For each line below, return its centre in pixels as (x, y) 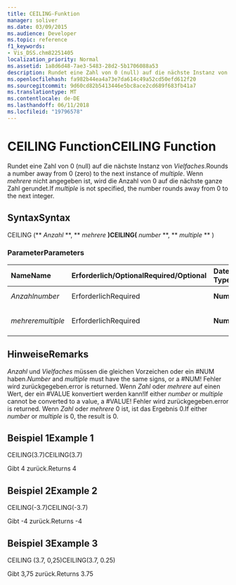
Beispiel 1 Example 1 (51, 438)
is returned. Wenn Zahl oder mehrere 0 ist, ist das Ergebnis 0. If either (107, 409)
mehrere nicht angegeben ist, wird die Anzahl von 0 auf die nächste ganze (115, 180)
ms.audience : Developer (42, 33)
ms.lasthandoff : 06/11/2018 (48, 105)
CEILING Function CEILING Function (112, 146)
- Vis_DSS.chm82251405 (40, 53)
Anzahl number (35, 296)
